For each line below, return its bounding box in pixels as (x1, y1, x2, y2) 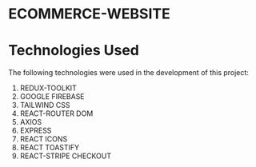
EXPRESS (19, 125, 52, 136)
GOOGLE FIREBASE (19, 92, 86, 101)
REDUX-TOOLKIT (19, 83, 78, 93)
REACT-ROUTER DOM (19, 109, 94, 118)
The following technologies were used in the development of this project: (8, 68, 250, 78)
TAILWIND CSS (19, 101, 70, 110)
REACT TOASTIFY (19, 143, 80, 153)
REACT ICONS (19, 134, 68, 144)
